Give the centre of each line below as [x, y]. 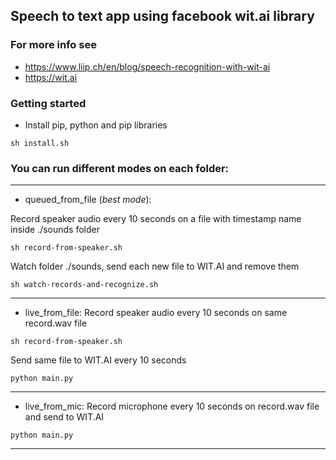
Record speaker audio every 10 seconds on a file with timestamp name [156, 219]
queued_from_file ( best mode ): [88, 200]
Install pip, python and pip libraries [96, 125]
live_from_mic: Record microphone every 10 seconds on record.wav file [172, 406]
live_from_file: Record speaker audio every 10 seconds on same [156, 313]
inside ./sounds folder [55, 230]
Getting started [48, 103]
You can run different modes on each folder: [120, 168]
